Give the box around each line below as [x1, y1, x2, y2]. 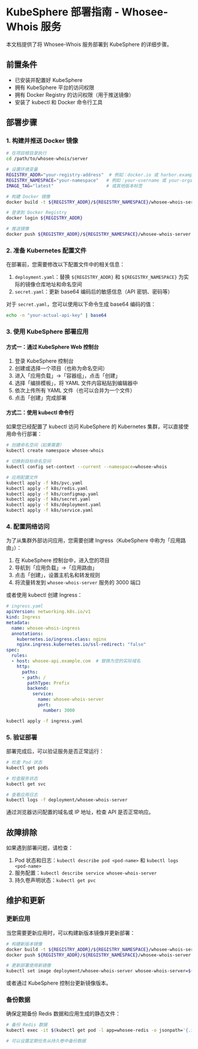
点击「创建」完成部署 [14, 394, 67, 402]
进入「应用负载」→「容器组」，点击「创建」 [14, 372, 121, 379]
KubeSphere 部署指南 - [6, 5, 120, 19]
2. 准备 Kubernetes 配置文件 [6, 246, 87, 254]
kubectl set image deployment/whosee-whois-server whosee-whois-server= [6, 968, 189, 974]
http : [16, 663, 31, 669]
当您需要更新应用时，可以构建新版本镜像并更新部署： [6, 929, 136, 936]
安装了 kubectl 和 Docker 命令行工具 [14, 98, 103, 106]
